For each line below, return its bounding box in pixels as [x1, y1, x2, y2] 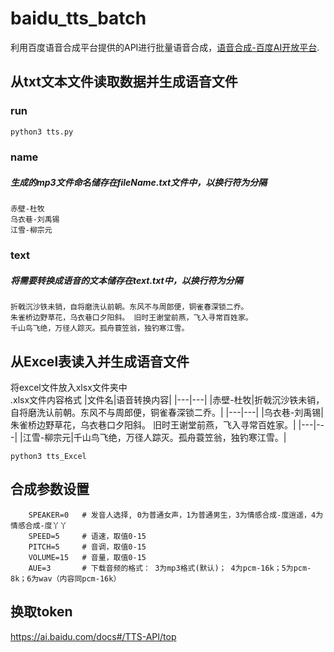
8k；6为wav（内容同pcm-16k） [10, 573, 122, 584]
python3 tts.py [10, 127, 74, 137]
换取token [10, 603, 73, 621]
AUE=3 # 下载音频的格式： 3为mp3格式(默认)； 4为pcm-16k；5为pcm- [28, 563, 312, 573]
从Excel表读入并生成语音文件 [10, 353, 190, 370]
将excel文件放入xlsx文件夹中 [10, 382, 128, 394]
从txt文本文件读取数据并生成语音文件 [10, 73, 238, 91]
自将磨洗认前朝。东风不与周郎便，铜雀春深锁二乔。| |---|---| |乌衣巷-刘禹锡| [10, 407, 324, 419]
